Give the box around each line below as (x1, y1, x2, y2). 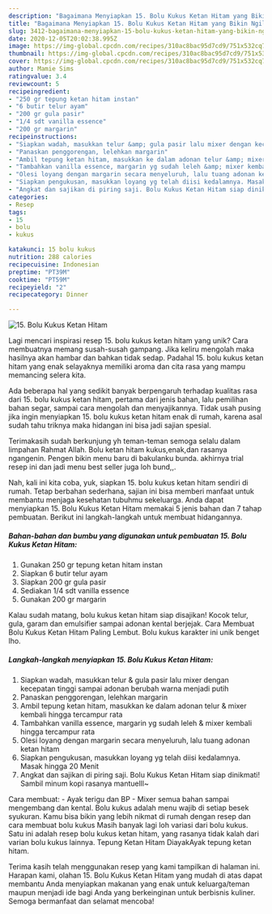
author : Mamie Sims (8, 65, 74, 73)
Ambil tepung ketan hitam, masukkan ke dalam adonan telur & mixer (19, 701, 247, 711)
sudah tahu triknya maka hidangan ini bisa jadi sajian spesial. (8, 420, 212, 430)
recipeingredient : (8, 87, 70, 96)
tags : (8, 208, 27, 216)
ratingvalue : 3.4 (8, 72, 67, 80)
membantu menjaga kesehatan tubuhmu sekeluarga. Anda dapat (8, 495, 224, 505)
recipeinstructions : (8, 132, 79, 140)
